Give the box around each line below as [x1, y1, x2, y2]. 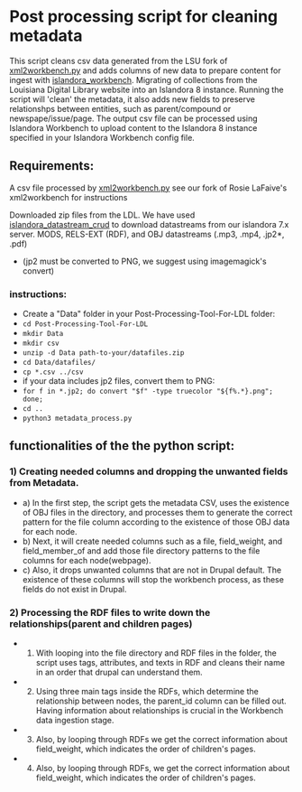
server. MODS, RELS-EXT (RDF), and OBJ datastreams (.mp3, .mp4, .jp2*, [9, 228, 285, 239]
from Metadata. [9, 477, 79, 489]
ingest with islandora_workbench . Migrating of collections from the [9, 74, 258, 85]
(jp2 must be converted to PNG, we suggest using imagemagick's [22, 256, 268, 266]
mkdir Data [22, 330, 64, 339]
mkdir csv [22, 339, 60, 349]
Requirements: [9, 158, 95, 173]
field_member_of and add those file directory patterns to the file [22, 545, 261, 556]
